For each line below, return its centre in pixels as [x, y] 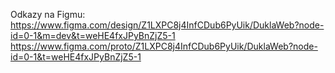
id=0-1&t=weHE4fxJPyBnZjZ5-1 [76, 57]
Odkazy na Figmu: [48, 14]
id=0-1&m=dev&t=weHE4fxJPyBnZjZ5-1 [93, 35]
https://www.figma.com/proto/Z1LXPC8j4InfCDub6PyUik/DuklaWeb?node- [164, 46]
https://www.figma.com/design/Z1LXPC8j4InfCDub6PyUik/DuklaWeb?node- [167, 25]
